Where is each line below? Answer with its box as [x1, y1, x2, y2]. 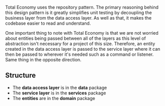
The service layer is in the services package [12, 90, 107, 96]
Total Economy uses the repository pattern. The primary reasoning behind [5, 5, 159, 10]
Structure [5, 71, 36, 80]
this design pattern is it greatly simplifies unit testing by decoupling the [5, 10, 152, 16]
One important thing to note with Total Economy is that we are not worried [5, 30, 158, 36]
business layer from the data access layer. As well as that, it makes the [5, 15, 152, 21]
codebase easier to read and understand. [5, 20, 91, 26]
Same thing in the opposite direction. [5, 57, 81, 62]
